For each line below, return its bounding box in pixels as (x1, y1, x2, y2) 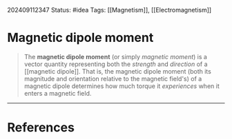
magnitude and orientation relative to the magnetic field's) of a (23, 74, 202, 83)
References (7, 120, 75, 136)
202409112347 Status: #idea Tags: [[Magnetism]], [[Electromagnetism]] (7, 6, 212, 14)
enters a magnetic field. (23, 89, 92, 97)
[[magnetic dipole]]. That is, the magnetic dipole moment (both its (23, 67, 212, 75)
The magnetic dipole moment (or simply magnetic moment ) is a (23, 52, 207, 61)
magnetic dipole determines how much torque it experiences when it (23, 82, 220, 90)
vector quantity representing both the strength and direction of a (23, 60, 208, 68)
